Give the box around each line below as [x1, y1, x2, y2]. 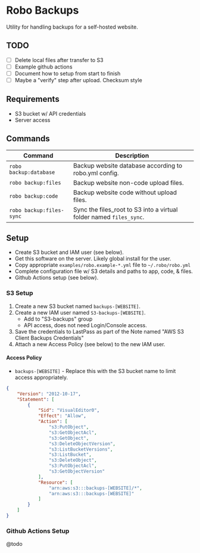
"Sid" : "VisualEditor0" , [37, 408, 100, 414]
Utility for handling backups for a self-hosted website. [6, 23, 139, 30]
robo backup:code [9, 192, 58, 200]
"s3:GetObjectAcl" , [48, 430, 97, 436]
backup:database [9, 169, 55, 176]
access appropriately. [14, 374, 68, 381]
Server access [14, 116, 51, 123]
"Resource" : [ [37, 479, 73, 486]
